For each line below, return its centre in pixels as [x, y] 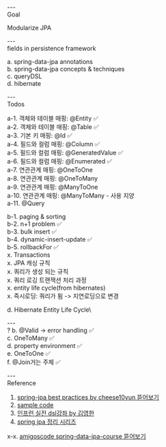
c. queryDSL [25, 76]
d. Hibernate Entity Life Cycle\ [49, 310]
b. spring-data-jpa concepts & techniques [66, 69]
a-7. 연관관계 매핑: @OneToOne [50, 170]
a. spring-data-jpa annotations [50, 61]
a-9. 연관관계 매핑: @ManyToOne [53, 187]
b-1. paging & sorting [37, 217]
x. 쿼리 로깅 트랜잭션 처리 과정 [47, 280]
